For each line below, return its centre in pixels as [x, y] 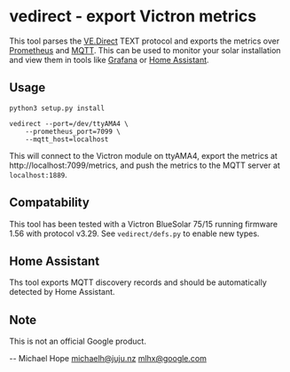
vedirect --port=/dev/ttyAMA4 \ [69, 123]
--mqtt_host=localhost [67, 139]
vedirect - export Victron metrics [133, 16]
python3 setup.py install [57, 108]
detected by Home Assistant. [62, 292]
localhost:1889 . [39, 174]
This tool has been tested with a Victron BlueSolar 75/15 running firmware [144, 224]
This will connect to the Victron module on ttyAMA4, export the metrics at [143, 155]
